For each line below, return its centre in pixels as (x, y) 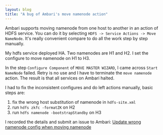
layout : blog (18, 10)
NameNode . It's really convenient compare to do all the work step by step (76, 38)
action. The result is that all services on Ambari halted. (60, 78)
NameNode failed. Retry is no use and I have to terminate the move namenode (79, 73)
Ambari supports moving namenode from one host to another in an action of (82, 28)
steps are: (15, 93)
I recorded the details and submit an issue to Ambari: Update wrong (73, 122)
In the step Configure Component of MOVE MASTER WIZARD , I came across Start (81, 67)
